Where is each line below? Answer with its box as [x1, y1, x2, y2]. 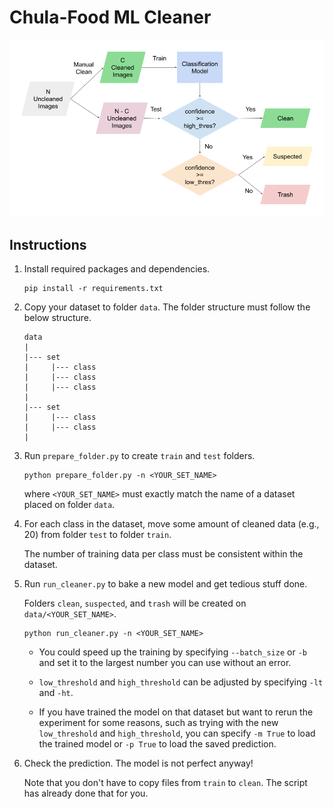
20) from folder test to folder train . [23, 529, 172, 541]
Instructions [9, 236, 87, 253]
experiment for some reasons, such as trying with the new [38, 717, 279, 729]
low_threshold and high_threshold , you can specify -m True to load [38, 727, 316, 740]
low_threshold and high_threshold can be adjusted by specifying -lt [38, 676, 324, 688]
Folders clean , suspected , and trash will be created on [23, 597, 247, 610]
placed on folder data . [23, 499, 116, 511]
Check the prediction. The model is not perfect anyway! [23, 757, 254, 770]
